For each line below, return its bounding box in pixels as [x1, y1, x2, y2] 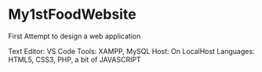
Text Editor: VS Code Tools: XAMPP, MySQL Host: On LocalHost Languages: [8, 46, 255, 56]
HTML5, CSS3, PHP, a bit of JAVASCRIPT [8, 55, 141, 64]
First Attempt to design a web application [8, 31, 141, 41]
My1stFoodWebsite [8, 5, 136, 23]
